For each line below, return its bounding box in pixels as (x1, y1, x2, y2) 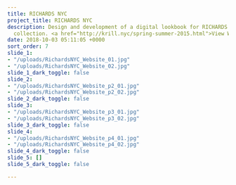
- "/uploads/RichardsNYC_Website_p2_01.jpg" (7, 82, 140, 89)
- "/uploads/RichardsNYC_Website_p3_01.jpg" (7, 108, 140, 115)
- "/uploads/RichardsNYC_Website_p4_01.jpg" (7, 134, 140, 141)
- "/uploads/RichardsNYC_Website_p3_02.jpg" (7, 115, 140, 122)
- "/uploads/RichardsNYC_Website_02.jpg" (7, 63, 131, 70)
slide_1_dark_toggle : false (7, 69, 90, 76)
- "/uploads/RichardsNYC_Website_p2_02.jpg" (7, 89, 140, 96)
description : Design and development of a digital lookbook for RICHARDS (7, 23, 228, 30)
